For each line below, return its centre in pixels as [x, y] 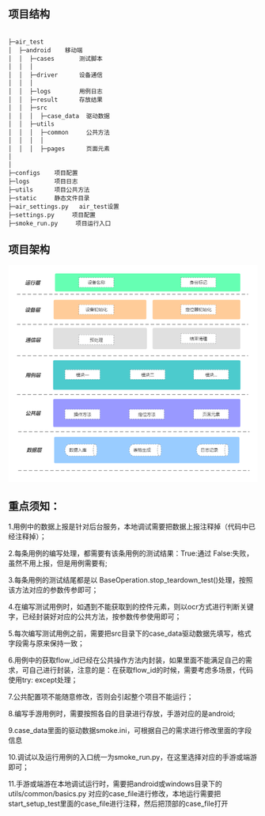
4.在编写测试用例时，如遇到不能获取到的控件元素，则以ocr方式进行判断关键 [131, 607]
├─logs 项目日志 [43, 181]
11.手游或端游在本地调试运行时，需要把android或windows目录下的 [115, 784]
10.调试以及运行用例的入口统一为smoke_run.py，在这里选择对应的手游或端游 [132, 757]
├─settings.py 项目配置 [52, 215]
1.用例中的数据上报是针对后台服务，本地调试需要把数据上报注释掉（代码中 [129, 527]
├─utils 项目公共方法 [49, 190]
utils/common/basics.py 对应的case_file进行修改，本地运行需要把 [115, 794]
